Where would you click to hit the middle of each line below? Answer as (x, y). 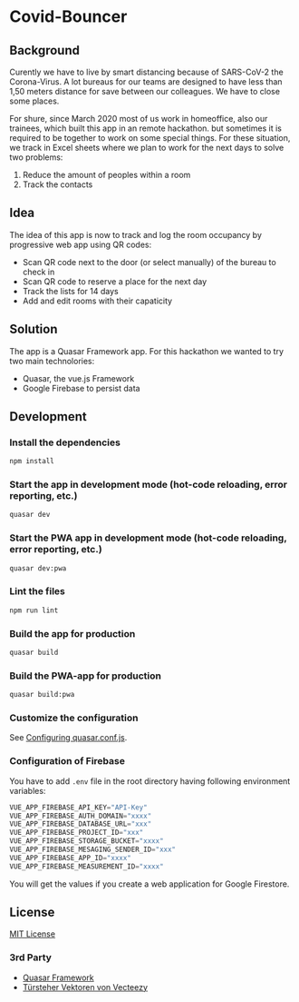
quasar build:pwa (42, 695)
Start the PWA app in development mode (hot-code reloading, (148, 538)
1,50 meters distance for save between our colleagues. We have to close (145, 91)
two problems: (36, 157)
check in (39, 272)
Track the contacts (58, 184)
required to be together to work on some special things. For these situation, (150, 138)
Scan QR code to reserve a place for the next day (115, 281)
